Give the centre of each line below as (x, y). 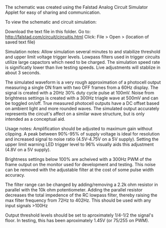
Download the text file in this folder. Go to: (48, 31)
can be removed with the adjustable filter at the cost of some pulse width (80, 170)
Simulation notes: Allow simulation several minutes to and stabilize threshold (83, 52)
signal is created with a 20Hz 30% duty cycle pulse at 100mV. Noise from (80, 93)
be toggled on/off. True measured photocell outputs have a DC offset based (82, 103)
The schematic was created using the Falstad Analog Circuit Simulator (77, 7)
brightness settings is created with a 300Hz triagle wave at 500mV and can (82, 98)
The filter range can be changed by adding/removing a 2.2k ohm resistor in (82, 184)
